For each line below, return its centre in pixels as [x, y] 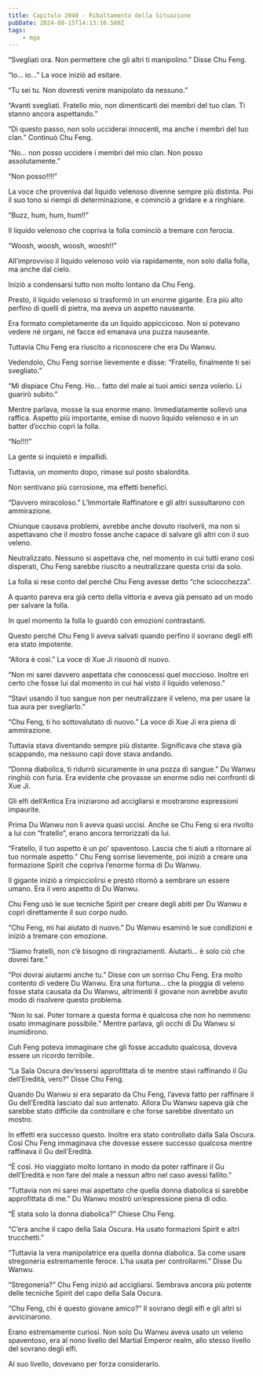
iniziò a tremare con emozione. [58, 936]
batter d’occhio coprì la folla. [54, 427]
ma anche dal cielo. [40, 269]
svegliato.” [25, 371]
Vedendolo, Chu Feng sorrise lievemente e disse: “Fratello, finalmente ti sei [130, 362]
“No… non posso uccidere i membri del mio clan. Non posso [105, 153]
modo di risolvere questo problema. [66, 1000]
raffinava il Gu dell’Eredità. [51, 1152]
